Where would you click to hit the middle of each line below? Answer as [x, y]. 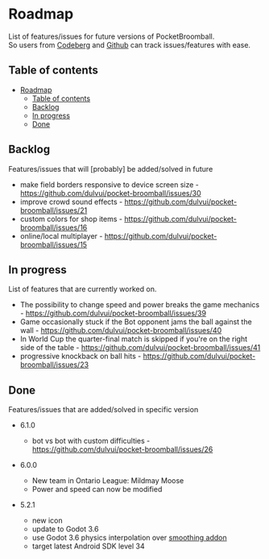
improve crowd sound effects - [71, 202]
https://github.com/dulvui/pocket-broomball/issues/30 [110, 193]
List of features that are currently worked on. [83, 289]
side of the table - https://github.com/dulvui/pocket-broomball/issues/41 [140, 348]
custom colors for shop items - [71, 219]
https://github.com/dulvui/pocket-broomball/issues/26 [122, 449]
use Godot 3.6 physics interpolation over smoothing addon [129, 538]
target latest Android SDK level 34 [88, 546]
